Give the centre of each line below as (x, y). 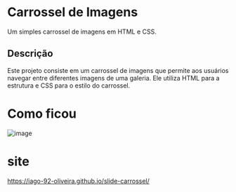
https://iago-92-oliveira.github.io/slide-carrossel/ (78, 181)
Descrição (30, 54)
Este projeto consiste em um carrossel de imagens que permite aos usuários (118, 70)
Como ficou (42, 114)
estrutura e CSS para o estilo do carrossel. (69, 85)
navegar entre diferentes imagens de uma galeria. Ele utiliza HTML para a (113, 78)
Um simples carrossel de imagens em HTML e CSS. (82, 32)
